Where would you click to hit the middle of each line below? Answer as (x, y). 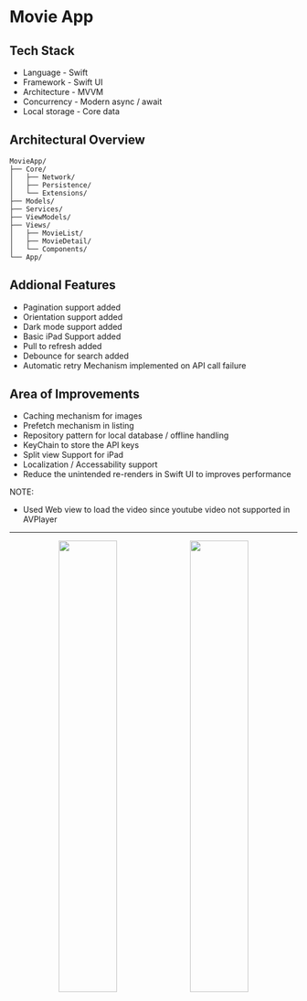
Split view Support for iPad (73, 455)
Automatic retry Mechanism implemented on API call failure (134, 365)
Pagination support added (72, 307)
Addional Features (63, 285)
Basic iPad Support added (72, 336)
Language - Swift (55, 72)
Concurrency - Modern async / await (92, 101)
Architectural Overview (78, 140)
